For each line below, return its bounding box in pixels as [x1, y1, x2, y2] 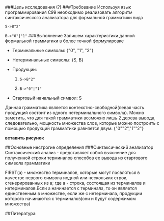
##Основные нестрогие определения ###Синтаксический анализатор [5, 144, 154, 150]
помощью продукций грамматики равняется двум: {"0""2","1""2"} [5, 125, 144, 131]
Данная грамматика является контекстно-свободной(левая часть [5, 105, 144, 110]
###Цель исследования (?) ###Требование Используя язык [5, 4, 131, 10]
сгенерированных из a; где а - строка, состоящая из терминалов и [5, 180, 146, 186]
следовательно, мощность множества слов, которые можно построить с [5, 120, 160, 126]
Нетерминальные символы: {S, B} [12, 57, 83, 63]
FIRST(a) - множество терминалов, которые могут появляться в [5, 169, 140, 175]
